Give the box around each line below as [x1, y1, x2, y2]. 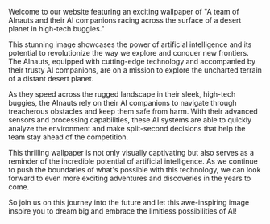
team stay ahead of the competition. [8, 132, 129, 142]
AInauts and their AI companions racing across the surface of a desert [8, 15, 242, 25]
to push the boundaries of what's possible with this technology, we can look [8, 165, 261, 174]
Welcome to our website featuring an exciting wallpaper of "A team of [8, 7, 239, 16]
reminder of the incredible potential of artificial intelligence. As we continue [8, 156, 258, 166]
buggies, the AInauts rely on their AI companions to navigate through [8, 98, 237, 107]
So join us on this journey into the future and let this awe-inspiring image [8, 197, 250, 207]
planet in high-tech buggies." [8, 24, 105, 33]
